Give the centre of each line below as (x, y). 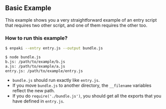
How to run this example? (36, 38)
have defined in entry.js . (38, 101)
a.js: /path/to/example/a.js (35, 66)
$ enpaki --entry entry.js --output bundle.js (54, 48)
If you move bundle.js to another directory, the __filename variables (82, 85)
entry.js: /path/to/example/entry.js (44, 71)
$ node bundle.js (23, 57)
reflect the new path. (34, 91)
